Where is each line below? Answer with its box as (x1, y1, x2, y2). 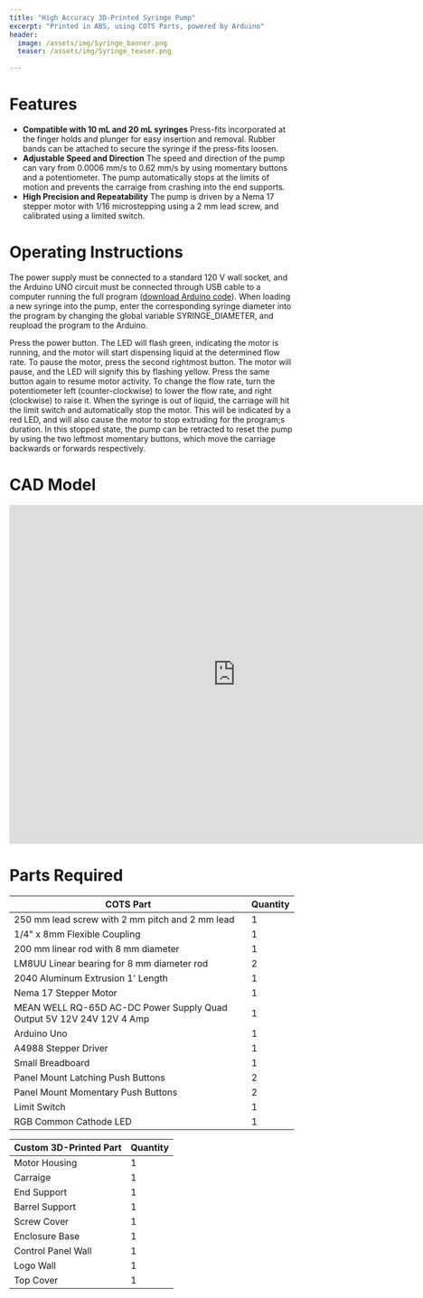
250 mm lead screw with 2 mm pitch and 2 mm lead (14, 913, 235, 926)
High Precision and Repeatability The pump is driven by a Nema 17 (22, 191, 275, 201)
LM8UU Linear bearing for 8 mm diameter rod (14, 957, 209, 969)
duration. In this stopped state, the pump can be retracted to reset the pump (9, 424, 293, 434)
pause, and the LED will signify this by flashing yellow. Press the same (9, 366, 270, 377)
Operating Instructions (9, 242, 183, 263)
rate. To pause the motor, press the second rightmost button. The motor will (9, 356, 292, 367)
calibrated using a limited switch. (22, 210, 146, 221)
